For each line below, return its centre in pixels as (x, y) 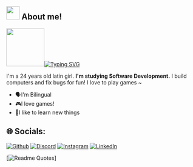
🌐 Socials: (26, 131)
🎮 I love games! (35, 103)
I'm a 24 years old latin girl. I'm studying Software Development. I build (96, 76)
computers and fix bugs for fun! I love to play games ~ (74, 82)
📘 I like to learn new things (47, 112)
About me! (42, 17)
